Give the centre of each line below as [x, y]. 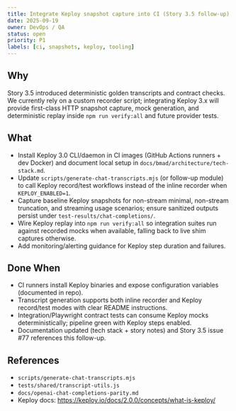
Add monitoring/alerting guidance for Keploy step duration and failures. [122, 245]
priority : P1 [27, 41]
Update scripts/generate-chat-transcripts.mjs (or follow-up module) [120, 178]
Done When [34, 268]
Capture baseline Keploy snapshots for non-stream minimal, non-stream [123, 201]
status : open [27, 34]
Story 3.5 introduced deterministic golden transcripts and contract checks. [116, 92]
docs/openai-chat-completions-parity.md [78, 393]
